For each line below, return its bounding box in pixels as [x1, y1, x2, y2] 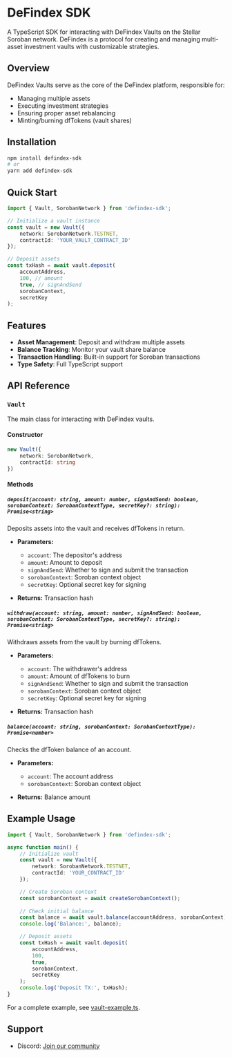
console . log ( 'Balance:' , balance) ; [19, 921, 122, 928]
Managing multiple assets [17, 94, 91, 102]
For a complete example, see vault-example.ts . [7, 1003, 140, 1011]
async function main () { [7, 843, 79, 851]
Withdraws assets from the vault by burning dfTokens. [7, 637, 162, 646]
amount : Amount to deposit [27, 559, 102, 567]
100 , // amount [19, 274, 64, 281]
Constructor [7, 431, 43, 439]
